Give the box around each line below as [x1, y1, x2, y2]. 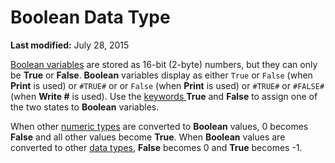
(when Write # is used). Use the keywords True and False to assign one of [10, 90, 318, 102]
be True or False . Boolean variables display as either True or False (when [10, 69, 313, 81]
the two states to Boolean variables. [10, 101, 160, 113]
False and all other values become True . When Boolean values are [10, 131, 286, 143]
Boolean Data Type [10, 6, 171, 29]
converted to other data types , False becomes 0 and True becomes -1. [10, 141, 303, 153]
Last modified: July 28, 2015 [10, 39, 130, 51]
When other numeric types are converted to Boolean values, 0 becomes [10, 120, 309, 132]
